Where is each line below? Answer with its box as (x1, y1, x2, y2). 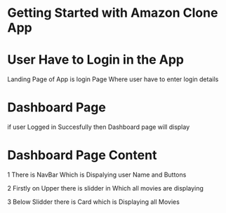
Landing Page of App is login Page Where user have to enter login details (7, 75, 219, 83)
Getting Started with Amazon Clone (7, 5, 218, 21)
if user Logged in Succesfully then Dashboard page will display (7, 123, 190, 131)
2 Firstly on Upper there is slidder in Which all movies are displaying (7, 184, 204, 192)
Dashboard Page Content (7, 147, 157, 163)
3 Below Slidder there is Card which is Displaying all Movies (7, 198, 180, 206)
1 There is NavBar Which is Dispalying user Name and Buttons (7, 170, 187, 179)
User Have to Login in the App (7, 52, 185, 68)
